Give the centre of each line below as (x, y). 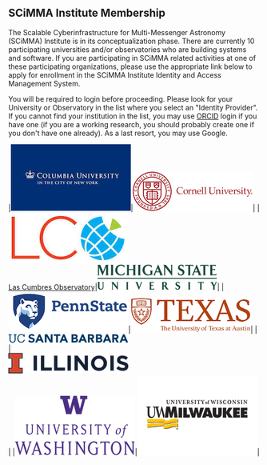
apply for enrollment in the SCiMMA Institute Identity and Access (115, 74)
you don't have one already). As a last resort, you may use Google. (118, 133)
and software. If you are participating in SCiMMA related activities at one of (132, 58)
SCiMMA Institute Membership (87, 13)
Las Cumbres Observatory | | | (116, 287)
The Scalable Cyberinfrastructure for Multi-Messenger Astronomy (117, 32)
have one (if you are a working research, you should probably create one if (131, 124)
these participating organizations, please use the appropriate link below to (131, 66)
